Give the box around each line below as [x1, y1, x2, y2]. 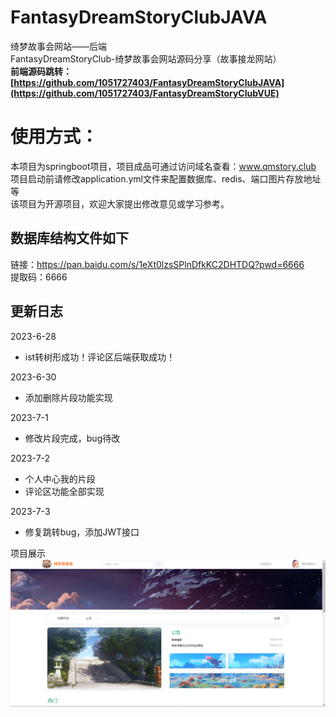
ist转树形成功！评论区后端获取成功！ [24, 351, 176, 363]
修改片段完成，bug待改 [24, 432, 121, 444]
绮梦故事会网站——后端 [10, 40, 107, 52]
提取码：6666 [10, 271, 68, 283]
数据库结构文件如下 [10, 230, 129, 247]
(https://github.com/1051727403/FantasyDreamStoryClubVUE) [10, 87, 280, 99]
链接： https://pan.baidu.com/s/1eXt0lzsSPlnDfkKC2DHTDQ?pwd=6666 [10, 258, 305, 270]
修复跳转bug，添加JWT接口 [24, 526, 140, 538]
